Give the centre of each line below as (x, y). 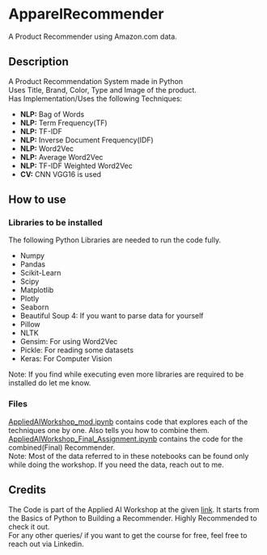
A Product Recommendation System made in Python (96, 81)
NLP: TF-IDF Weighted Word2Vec (76, 166)
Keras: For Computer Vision (66, 359)
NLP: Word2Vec (47, 148)
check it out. (29, 527)
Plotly (30, 299)
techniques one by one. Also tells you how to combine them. (109, 430)
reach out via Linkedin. (47, 544)
